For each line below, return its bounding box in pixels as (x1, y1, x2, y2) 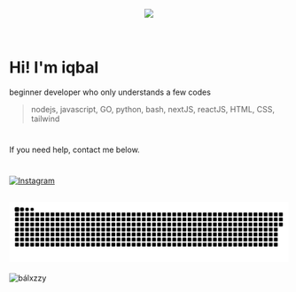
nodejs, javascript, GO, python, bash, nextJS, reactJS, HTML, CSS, (30, 104, 276, 114)
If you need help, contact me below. (9, 144, 140, 155)
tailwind (30, 113, 60, 124)
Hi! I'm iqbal (9, 58, 99, 78)
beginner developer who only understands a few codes (9, 87, 211, 97)
